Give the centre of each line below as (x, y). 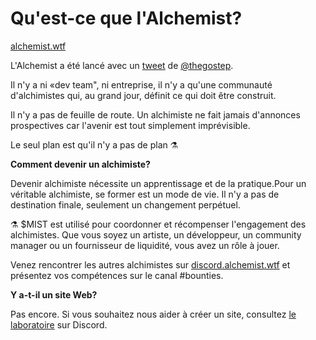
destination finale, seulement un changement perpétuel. (125, 204)
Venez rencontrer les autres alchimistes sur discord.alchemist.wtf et (150, 264)
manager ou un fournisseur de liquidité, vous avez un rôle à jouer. (145, 245)
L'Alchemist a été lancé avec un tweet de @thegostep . (122, 65)
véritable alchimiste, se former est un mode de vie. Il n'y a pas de (145, 194)
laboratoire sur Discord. (59, 324)
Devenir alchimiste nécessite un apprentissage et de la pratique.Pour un (158, 183)
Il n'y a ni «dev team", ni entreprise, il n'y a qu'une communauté (141, 84)
